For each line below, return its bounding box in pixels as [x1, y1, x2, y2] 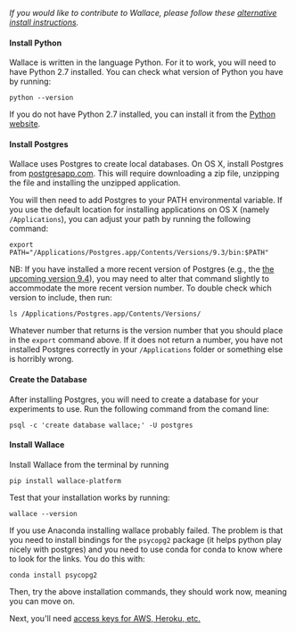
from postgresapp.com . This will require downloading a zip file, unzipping [9, 168, 280, 179]
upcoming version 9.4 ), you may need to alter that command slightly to [9, 274, 270, 284]
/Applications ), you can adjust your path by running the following [9, 214, 251, 225]
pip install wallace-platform [9, 476, 122, 485]
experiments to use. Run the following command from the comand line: [9, 403, 270, 414]
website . [9, 119, 41, 129]
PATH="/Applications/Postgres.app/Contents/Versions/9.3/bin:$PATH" [9, 249, 269, 258]
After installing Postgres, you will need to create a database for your [9, 394, 259, 405]
